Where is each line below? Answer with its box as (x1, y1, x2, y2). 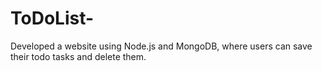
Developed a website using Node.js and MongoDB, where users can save (10, 40, 313, 52)
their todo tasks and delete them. (10, 50, 147, 62)
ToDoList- (10, 7, 95, 30)
